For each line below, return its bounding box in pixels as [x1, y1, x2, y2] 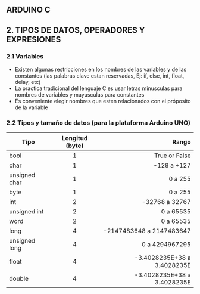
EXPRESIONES [6, 34, 61, 44]
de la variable [14, 104, 49, 111]
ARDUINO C [6, 5, 51, 15]
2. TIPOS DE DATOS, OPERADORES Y [6, 25, 145, 35]
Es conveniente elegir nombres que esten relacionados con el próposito [14, 98, 191, 105]
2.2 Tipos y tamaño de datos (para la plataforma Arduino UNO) [6, 119, 190, 127]
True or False [154, 151, 191, 160]
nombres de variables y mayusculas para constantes [14, 91, 145, 98]
